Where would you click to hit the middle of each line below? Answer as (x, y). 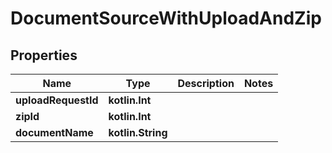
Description (206, 83)
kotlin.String (138, 132)
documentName (54, 132)
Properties (44, 55)
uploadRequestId (57, 100)
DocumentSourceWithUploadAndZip (166, 18)
